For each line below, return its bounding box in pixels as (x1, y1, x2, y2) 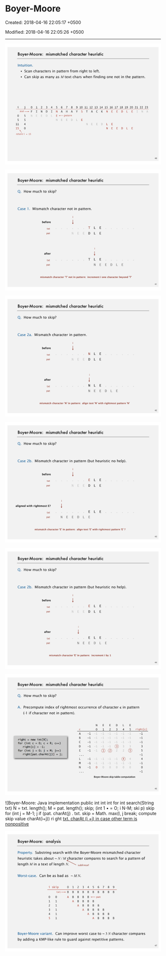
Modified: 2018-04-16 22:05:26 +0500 (5, 29, 84, 35)
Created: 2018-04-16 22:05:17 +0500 (5, 19, 82, 25)
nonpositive (5, 821, 29, 827)
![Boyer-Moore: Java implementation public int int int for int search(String (5, 800, 154, 806)
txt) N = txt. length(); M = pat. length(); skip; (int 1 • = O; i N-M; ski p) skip (5, 805, 155, 811)
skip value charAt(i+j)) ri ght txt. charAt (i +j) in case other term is (5, 816, 137, 822)
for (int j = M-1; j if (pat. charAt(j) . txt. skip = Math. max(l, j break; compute (5, 811, 157, 817)
